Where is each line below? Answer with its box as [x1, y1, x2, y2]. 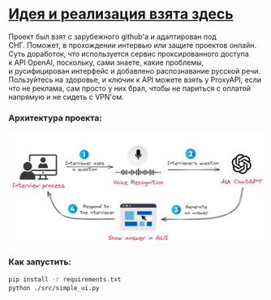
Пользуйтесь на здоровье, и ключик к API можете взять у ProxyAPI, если [8, 75, 262, 84]
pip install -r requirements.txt [8, 276, 122, 284]
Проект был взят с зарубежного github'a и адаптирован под [8, 32, 217, 41]
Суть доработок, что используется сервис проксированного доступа [8, 49, 249, 58]
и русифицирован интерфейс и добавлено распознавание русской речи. [8, 66, 261, 75]
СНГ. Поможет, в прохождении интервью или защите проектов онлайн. [8, 40, 257, 49]
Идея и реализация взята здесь [8, 5, 234, 24]
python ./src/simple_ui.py [8, 284, 100, 292]
